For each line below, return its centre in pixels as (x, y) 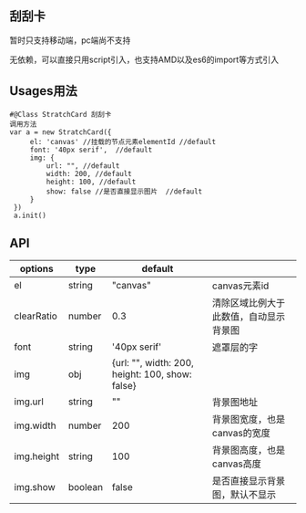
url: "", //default (83, 166)
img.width (35, 425)
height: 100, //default (91, 182)
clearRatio (36, 316)
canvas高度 (237, 464)
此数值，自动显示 (249, 317)
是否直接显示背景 (249, 481)
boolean (85, 487)
